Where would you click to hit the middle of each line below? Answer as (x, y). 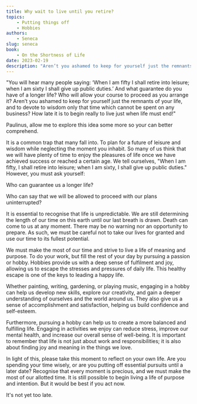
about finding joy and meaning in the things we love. (69, 347)
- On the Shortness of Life (51, 55)
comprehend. (22, 131)
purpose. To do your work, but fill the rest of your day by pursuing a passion (98, 256)
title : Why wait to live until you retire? (60, 11)
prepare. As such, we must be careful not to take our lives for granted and (95, 232)
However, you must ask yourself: (45, 174)
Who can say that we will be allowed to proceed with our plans (81, 196)
